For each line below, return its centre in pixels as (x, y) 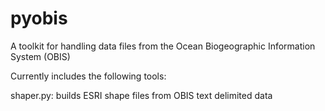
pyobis (39, 18)
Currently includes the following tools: (88, 76)
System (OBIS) (40, 56)
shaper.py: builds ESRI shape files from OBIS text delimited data (141, 95)
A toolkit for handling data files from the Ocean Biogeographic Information (163, 46)
